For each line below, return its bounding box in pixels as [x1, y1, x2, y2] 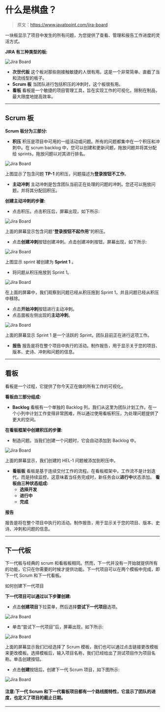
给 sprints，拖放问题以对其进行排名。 [12, 151, 88, 157]
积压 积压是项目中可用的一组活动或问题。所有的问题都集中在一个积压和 [12, 138, 156, 144]
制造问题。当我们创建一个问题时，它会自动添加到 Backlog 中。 [12, 437, 139, 443]
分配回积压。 [33, 187, 60, 193]
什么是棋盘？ [5, 4, 57, 16]
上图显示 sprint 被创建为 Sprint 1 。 [5, 259, 76, 265]
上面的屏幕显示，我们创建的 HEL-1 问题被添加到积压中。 [5, 457, 118, 463]
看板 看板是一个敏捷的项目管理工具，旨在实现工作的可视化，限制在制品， [12, 87, 160, 93]
